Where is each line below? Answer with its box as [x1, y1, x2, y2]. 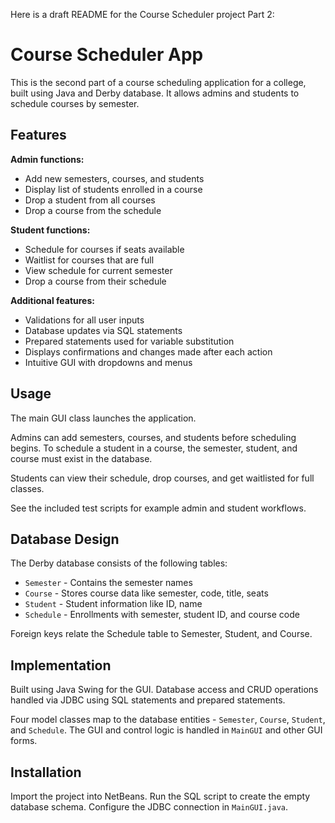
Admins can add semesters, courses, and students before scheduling [10, 431, 297, 443]
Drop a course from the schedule [24, 204, 162, 216]
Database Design [10, 530, 120, 548]
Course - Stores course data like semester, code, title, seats [24, 587, 269, 599]
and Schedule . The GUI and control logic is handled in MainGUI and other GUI [10, 724, 323, 736]
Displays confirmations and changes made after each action [24, 345, 273, 358]
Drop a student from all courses [24, 194, 156, 206]
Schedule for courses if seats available [24, 243, 185, 255]
